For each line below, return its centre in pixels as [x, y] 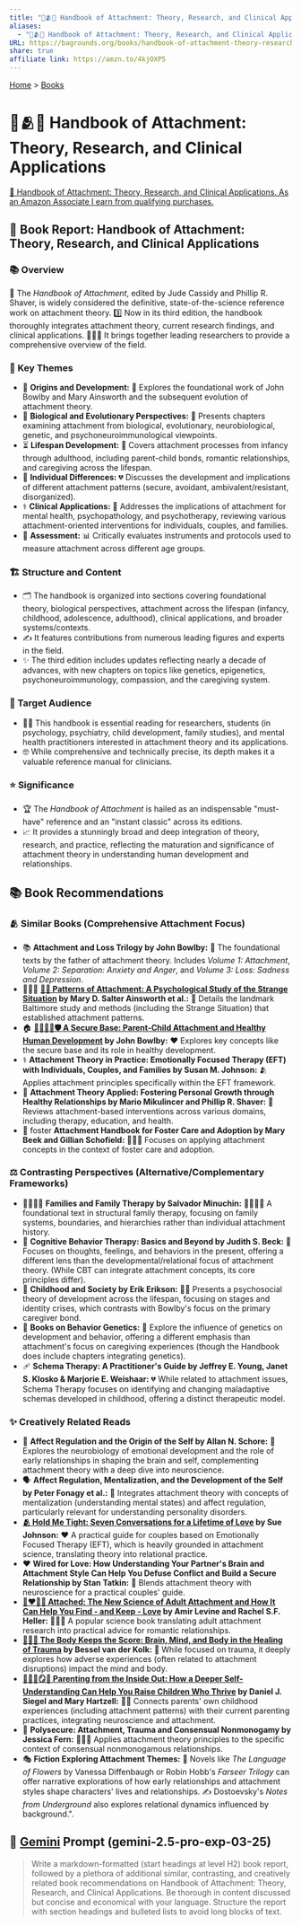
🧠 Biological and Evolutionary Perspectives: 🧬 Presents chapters [144, 416]
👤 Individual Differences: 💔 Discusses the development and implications [156, 477]
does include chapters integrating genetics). [104, 1356]
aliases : [26, 26]
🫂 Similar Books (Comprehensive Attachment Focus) [128, 924]
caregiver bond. [52, 1317]
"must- [267, 808]
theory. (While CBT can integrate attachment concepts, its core [138, 1270]
